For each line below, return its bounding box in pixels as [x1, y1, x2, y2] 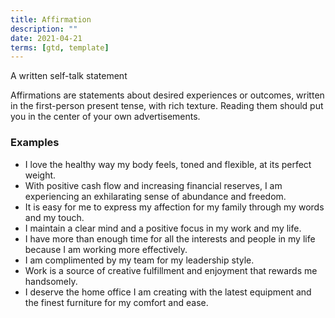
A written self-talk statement [10, 70, 128, 82]
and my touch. [24, 211, 85, 223]
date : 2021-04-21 [10, 33, 83, 43]
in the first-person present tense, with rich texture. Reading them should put [10, 100, 324, 112]
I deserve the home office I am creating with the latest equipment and [24, 286, 312, 298]
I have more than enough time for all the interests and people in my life [24, 232, 316, 245]
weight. [24, 169, 57, 181]
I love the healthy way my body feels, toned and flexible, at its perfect [24, 158, 312, 170]
